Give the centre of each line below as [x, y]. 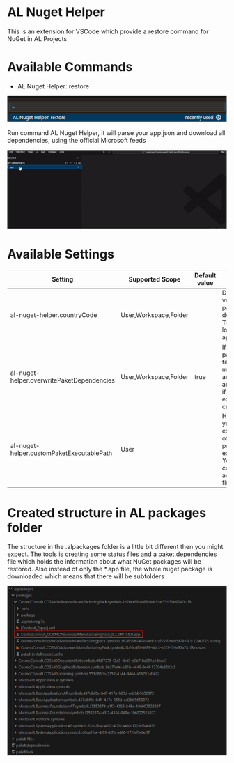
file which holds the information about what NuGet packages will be [104, 562]
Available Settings [61, 254]
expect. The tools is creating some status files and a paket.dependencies [112, 554]
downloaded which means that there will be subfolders [86, 576]
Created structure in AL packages [107, 512]
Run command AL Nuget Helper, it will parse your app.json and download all [116, 132]
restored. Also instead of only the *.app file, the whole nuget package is [110, 569]
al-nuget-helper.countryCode [54, 315]
